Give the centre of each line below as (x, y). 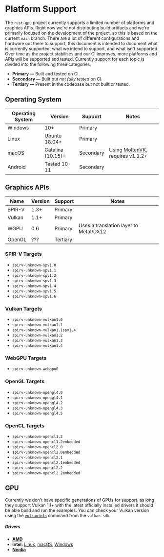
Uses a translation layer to (108, 225)
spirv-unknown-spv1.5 (34, 291)
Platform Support (41, 9)
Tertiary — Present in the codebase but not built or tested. (71, 84)
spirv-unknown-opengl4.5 (37, 413)
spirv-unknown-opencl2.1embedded (46, 463)
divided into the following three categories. (48, 64)
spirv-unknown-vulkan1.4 (37, 346)
